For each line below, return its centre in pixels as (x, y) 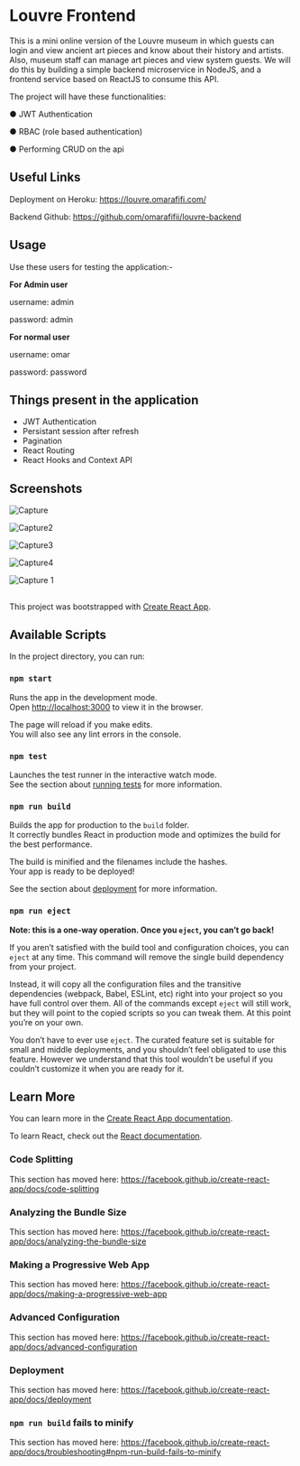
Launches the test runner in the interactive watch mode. (114, 775)
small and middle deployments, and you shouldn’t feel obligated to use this (148, 1049)
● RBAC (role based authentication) (76, 131)
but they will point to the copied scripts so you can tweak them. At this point (150, 1013)
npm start (31, 679)
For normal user (40, 337)
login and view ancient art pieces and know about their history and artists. (146, 50)
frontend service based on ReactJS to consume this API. (114, 79)
